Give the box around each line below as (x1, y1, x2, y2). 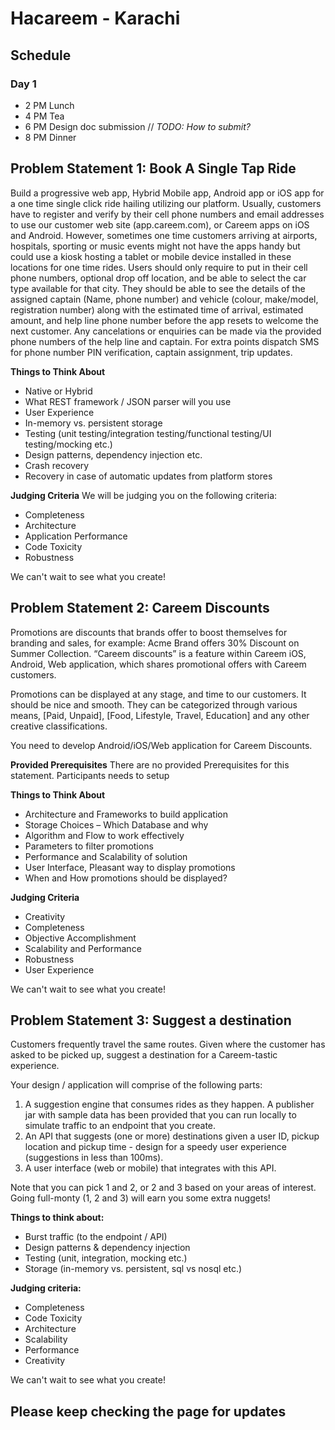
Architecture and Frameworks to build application (24, 808, 228, 820)
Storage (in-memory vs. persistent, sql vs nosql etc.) (24, 1263, 243, 1275)
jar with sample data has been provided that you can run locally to (24, 1109, 297, 1121)
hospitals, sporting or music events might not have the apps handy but (10, 240, 301, 252)
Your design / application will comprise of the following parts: (10, 1079, 263, 1091)
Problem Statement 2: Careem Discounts (10, 600, 270, 617)
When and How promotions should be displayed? (24, 872, 228, 884)
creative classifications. (10, 720, 108, 732)
